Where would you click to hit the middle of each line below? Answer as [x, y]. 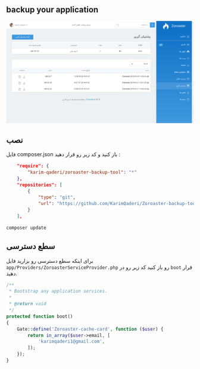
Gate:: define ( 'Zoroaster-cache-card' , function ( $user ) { [90, 329]
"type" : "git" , [57, 197]
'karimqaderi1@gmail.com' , [71, 342]
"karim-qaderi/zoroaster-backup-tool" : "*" [82, 172]
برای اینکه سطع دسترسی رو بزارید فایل [50, 261]
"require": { [33, 166]
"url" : [46, 204]
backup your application [52, 10]
